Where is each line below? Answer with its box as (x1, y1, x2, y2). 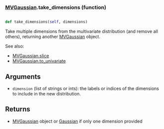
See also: (5, 43, 24, 49)
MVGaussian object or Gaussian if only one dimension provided (12, 118, 143, 124)
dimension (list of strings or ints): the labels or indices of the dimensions (12, 86, 159, 91)
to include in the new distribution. (12, 90, 81, 96)
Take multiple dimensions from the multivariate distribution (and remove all (5, 29, 158, 35)
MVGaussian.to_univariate (12, 58, 66, 64)
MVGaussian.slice (12, 53, 49, 59)
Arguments (5, 72, 41, 81)
